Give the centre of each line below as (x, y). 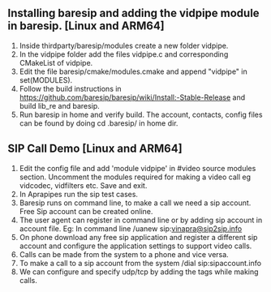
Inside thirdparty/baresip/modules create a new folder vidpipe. (124, 45)
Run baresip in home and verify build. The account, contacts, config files (141, 114)
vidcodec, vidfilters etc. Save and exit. (83, 185)
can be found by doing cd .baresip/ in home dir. (99, 123)
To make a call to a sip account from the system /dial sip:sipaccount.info (140, 263)
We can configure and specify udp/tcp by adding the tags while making (139, 272)
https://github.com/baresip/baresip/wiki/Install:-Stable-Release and (132, 97)
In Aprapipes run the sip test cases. (79, 194)
